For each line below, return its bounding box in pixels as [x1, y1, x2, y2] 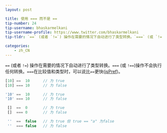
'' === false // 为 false [7, 123, 67, 129]
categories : [5, 44, 30, 48]
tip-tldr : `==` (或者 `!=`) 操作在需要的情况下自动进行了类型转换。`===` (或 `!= [5, 35, 163, 40]
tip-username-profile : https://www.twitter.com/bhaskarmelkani [5, 30, 139, 35]
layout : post [5, 7, 32, 12]
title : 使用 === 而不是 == [5, 16, 57, 21]
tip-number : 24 [5, 21, 37, 26]
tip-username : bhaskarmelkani [5, 25, 68, 30]
